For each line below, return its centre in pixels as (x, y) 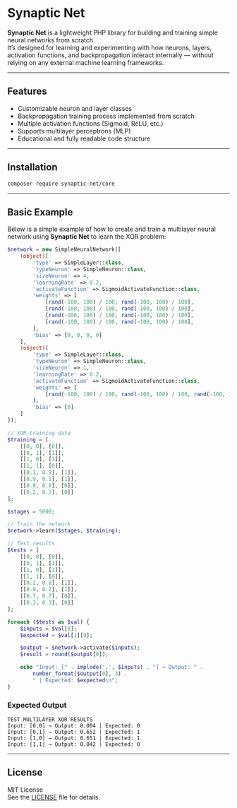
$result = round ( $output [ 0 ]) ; (65, 655)
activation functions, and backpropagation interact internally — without (110, 55)
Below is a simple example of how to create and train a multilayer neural (112, 229)
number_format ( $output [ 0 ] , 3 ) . (80, 674)
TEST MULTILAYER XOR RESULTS (50, 719)
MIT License (25, 790)
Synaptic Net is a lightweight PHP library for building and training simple (113, 32)
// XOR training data (39, 433)
